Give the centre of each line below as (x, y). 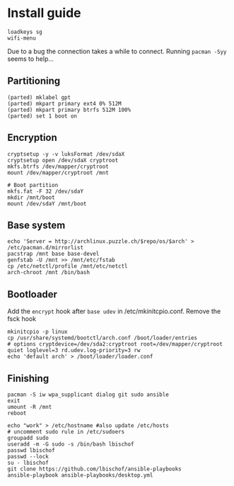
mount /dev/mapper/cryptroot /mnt (58, 173)
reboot (17, 413)
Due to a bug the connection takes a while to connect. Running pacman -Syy (117, 51)
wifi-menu (22, 38)
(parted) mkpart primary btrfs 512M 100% (69, 110)
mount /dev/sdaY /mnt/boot (47, 203)
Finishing (28, 378)
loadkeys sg (25, 32)
